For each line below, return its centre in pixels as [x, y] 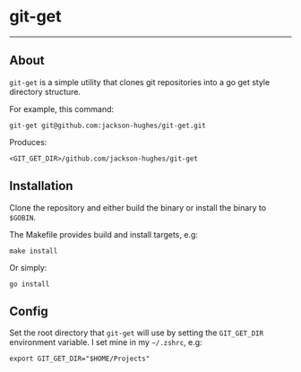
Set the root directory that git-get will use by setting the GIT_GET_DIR [137, 333]
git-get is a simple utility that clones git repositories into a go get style [140, 82]
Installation [41, 186]
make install [34, 251]
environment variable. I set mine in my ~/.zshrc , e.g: [106, 342]
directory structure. [45, 91]
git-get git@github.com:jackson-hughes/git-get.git [107, 125]
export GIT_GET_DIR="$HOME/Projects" [80, 359]
